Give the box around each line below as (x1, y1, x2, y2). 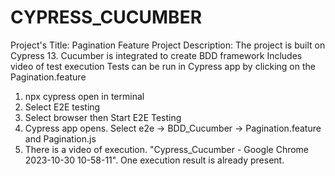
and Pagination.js (24, 132, 97, 145)
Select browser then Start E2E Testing (24, 111, 182, 123)
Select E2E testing (24, 101, 101, 113)
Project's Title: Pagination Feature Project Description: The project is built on (10, 39, 326, 51)
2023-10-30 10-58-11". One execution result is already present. (24, 154, 285, 166)
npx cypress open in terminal (24, 90, 145, 102)
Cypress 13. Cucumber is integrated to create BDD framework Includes (10, 49, 303, 61)
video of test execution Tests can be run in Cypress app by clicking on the (10, 60, 316, 72)
